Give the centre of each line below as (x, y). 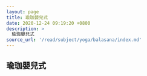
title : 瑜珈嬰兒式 (27, 17)
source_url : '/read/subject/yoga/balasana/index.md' (74, 40)
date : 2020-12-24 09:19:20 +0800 (48, 23)
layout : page (23, 12)
